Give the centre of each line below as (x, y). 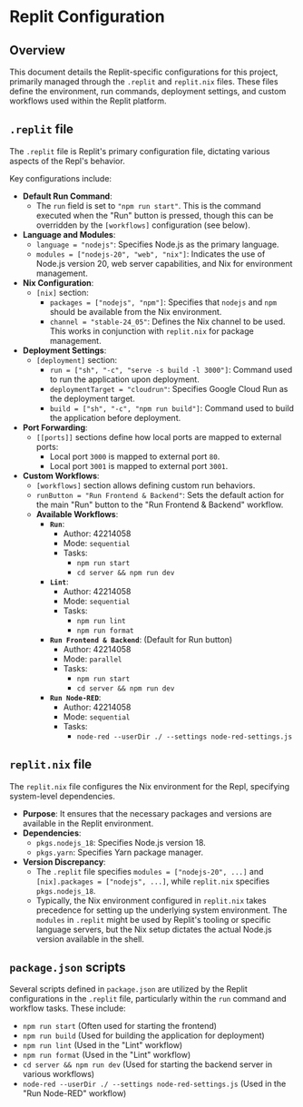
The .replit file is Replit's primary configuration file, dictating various (140, 151)
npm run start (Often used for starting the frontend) (120, 1026)
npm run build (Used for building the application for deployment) (143, 1035)
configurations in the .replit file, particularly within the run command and (148, 999)
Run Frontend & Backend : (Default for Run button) (141, 639)
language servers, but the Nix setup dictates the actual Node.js (154, 929)
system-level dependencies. (63, 796)
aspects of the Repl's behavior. (67, 161)
